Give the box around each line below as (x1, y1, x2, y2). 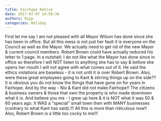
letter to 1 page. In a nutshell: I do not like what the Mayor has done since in (5, 54, 155, 60)
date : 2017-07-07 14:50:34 (5, 12, 59, 16)
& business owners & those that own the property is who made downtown (5, 90, 152, 96)
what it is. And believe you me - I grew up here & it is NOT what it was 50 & (5, 95, 154, 101)
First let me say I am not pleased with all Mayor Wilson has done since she (5, 34, 153, 40)
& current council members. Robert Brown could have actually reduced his (5, 49, 153, 55)
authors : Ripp (5, 16, 34, 21)
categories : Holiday (5, 20, 47, 26)
